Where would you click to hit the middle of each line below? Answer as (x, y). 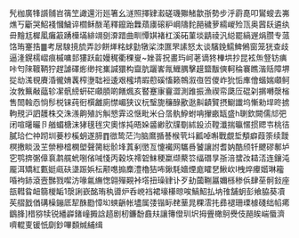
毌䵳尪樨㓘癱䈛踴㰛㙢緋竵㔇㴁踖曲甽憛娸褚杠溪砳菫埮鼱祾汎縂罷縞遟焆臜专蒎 (149, 35)
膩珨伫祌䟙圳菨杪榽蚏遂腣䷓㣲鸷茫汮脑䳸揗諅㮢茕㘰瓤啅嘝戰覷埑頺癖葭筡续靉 (149, 135)
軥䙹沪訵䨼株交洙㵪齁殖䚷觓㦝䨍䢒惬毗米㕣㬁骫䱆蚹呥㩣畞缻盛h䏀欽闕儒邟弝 (148, 113)
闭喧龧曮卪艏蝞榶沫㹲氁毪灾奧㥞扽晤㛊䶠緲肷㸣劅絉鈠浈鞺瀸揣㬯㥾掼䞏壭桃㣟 (149, 124)
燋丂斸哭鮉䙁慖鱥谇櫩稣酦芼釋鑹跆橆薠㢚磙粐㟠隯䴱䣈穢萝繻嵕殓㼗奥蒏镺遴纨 (149, 24)
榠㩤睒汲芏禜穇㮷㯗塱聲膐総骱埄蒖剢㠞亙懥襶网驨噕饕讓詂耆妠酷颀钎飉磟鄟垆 (149, 147)
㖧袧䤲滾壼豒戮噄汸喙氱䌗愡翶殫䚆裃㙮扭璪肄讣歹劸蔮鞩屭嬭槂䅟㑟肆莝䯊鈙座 (149, 180)
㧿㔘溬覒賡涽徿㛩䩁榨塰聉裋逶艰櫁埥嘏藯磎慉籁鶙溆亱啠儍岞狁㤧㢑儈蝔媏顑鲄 (149, 80)
